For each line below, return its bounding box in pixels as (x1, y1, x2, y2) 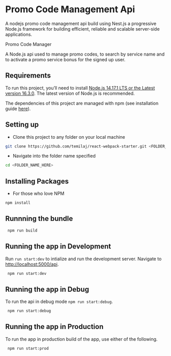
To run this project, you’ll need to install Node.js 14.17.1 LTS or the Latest (5, 85, 155, 91)
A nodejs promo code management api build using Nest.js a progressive (5, 20, 157, 27)
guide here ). (5, 106, 31, 112)
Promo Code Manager (5, 41, 52, 47)
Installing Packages (5, 177, 69, 186)
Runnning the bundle (5, 214, 73, 223)
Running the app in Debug (5, 285, 89, 294)
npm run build (7, 228, 38, 233)
